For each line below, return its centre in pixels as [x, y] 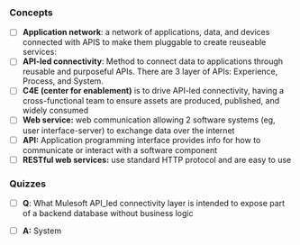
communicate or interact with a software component [120, 150]
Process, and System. [63, 81]
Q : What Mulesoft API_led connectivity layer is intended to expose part [154, 203]
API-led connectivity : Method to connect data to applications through [153, 61]
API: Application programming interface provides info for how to [141, 140]
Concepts [32, 13]
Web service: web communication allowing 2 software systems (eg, [149, 120]
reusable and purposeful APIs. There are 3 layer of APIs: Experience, [150, 72]
